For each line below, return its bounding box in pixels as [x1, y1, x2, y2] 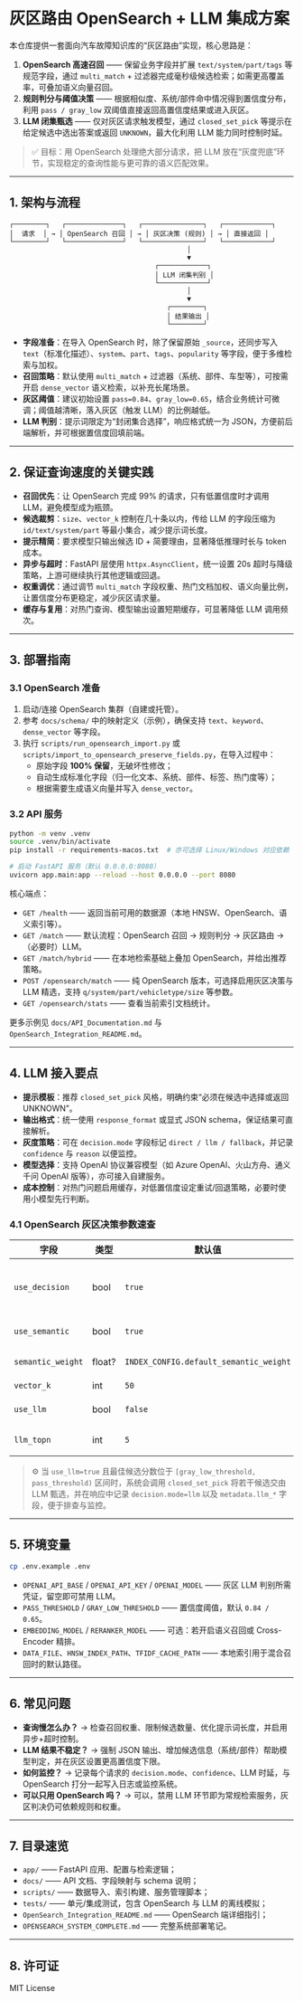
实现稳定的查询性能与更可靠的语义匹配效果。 [47, 157, 214, 168]
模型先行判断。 [38, 1193, 95, 1204]
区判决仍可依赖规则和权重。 [22, 1801, 126, 1812]
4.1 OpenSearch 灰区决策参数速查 [9, 1218, 156, 1230]
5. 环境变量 [9, 1537, 70, 1552]
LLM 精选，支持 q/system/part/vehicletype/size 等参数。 [22, 986, 238, 997]
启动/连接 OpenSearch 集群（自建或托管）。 [22, 704, 183, 715]
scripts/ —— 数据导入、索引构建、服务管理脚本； [22, 1887, 210, 1898]
